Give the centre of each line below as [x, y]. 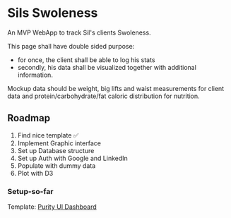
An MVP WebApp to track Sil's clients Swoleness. [79, 32]
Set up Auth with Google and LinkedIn [73, 158]
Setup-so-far [30, 191]
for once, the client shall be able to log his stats [86, 60]
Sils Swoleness [53, 13]
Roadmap [29, 118]
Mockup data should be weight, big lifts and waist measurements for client [116, 88]
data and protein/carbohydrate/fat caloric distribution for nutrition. [103, 96]
